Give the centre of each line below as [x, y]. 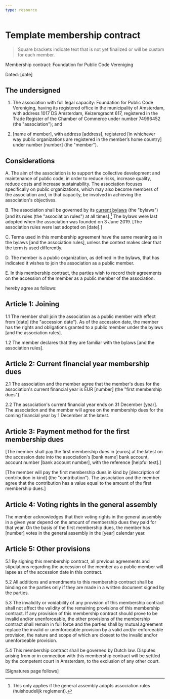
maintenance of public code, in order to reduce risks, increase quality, [78, 179]
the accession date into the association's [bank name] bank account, [77, 457]
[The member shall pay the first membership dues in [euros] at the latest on [84, 452]
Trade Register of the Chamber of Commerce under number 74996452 [87, 119]
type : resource [21, 10]
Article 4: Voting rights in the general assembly [81, 504]
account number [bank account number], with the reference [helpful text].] [83, 462]
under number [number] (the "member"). [55, 145]
